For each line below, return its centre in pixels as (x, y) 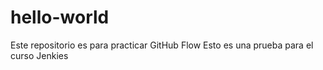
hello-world (60, 17)
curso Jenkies (39, 55)
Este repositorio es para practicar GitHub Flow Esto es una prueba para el (162, 45)
